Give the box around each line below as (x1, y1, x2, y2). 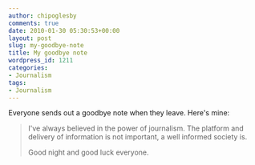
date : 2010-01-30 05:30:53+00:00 (8, 26, 120, 34)
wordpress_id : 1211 (8, 57, 74, 65)
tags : (8, 78, 26, 87)
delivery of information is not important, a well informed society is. (27, 132, 248, 142)
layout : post (8, 34, 52, 42)
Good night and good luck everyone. (27, 147, 149, 157)
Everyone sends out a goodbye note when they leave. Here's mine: (8, 108, 230, 118)
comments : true (8, 19, 59, 27)
